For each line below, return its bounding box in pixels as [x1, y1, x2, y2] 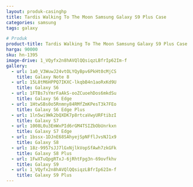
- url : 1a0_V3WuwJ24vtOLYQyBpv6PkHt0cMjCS [11, 68, 117, 74]
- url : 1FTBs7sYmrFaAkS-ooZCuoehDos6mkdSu [11, 91, 117, 96]
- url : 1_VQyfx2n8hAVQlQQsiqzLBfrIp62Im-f [11, 167, 117, 173]
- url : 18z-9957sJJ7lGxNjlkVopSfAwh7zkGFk [11, 145, 117, 151]
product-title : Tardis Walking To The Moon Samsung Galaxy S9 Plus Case [6, 41, 188, 47]
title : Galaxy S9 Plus [16, 172, 72, 178]
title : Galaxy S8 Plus [16, 151, 72, 156]
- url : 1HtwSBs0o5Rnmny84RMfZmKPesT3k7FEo [11, 101, 117, 107]
